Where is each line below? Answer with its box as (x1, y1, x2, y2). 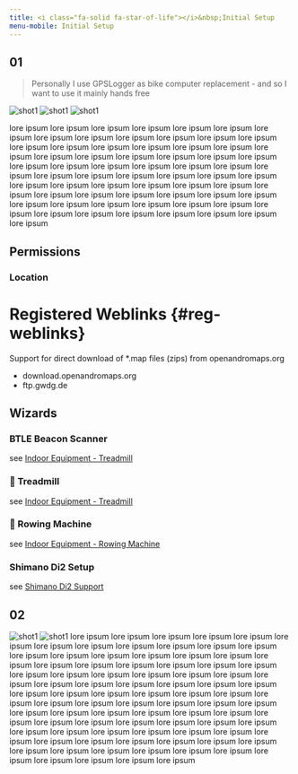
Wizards (9, 405, 57, 421)
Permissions (9, 244, 81, 259)
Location (9, 271, 49, 283)
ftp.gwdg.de (22, 379, 68, 390)
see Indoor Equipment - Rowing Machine (9, 538, 161, 549)
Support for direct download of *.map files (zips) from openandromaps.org (9, 352, 285, 363)
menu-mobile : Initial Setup (9, 22, 115, 30)
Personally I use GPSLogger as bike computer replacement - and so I (31, 78, 287, 90)
